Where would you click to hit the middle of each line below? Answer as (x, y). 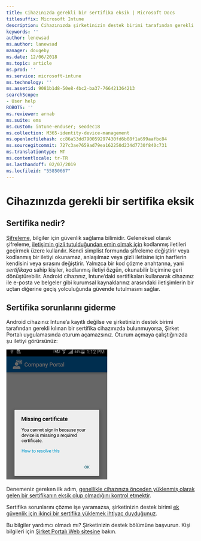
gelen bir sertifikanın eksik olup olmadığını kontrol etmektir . (79, 495)
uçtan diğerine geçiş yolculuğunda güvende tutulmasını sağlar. (83, 288)
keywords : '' (22, 32)
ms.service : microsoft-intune (44, 76)
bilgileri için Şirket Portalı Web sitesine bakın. (61, 531)
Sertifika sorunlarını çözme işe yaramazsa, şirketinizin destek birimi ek (93, 507)
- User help (21, 101)
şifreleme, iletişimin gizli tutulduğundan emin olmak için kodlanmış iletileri (96, 244)
